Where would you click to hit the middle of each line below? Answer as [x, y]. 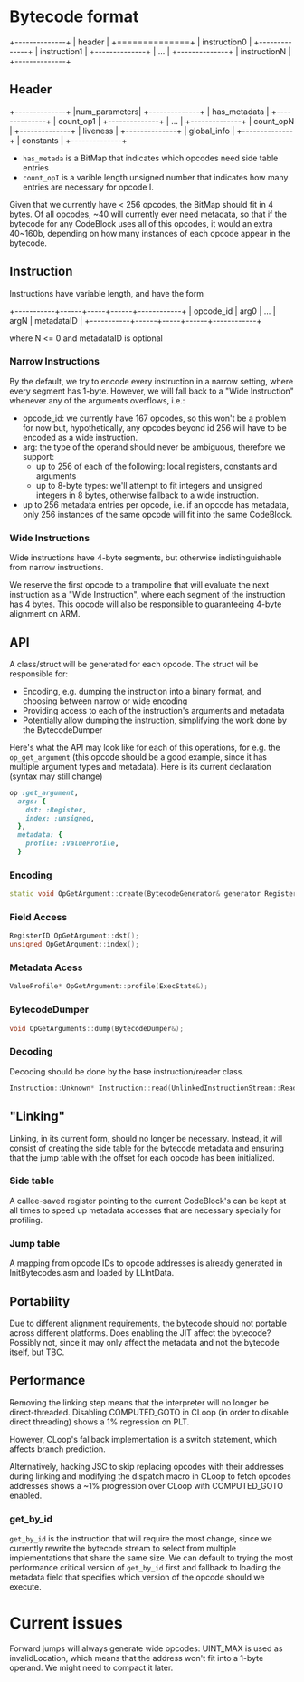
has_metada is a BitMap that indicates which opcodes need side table [150, 158]
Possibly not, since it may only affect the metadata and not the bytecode [144, 1342]
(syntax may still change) [56, 776]
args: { [32, 801]
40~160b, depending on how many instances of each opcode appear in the [150, 233]
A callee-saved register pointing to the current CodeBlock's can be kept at [148, 1201]
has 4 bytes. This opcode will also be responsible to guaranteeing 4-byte [146, 604]
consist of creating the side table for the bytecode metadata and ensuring [147, 1148]
